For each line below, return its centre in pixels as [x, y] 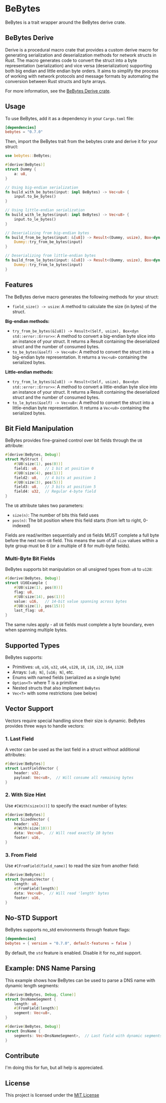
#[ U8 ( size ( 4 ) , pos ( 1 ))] [39, 473]
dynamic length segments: [32, 985]
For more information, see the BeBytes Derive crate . [58, 91]
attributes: [16, 755]
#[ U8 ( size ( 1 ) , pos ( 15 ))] [40, 606]
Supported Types [33, 645]
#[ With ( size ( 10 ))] [33, 828]
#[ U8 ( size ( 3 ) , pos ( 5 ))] [39, 482]
